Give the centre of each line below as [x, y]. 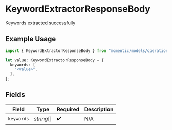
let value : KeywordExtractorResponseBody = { [55, 60]
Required [68, 109]
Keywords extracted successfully [40, 23]
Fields [15, 95]
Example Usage [31, 39]
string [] [43, 119]
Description [99, 109]
